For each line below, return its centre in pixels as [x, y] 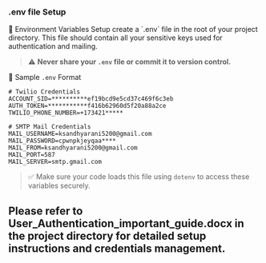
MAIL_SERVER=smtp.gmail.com [55, 162]
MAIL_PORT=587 [32, 155]
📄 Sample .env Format [45, 78]
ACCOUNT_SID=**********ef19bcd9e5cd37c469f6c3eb [91, 99]
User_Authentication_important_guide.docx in [126, 223]
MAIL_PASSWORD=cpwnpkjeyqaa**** [62, 141]
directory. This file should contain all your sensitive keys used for [115, 38]
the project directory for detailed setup [107, 235]
